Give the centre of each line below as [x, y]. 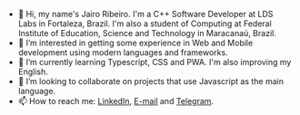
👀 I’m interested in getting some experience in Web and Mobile [135, 43]
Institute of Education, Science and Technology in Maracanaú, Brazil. [147, 33]
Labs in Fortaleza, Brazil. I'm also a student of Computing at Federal [145, 24]
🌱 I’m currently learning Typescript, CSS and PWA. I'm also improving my [155, 62]
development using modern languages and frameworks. [123, 53]
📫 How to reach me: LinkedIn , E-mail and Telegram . [116, 101]
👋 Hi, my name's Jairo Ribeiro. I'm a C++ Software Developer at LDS [145, 14]
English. [33, 72]
